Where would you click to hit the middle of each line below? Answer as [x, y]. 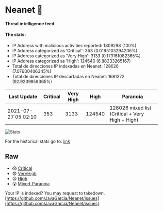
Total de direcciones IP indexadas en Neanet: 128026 [65, 66]
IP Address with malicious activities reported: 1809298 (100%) [74, 45]
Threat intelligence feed [30, 23]
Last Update [23, 97]
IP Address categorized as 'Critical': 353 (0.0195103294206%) [75, 50]
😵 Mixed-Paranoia [31, 183]
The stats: [16, 35]
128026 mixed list [130, 108]
